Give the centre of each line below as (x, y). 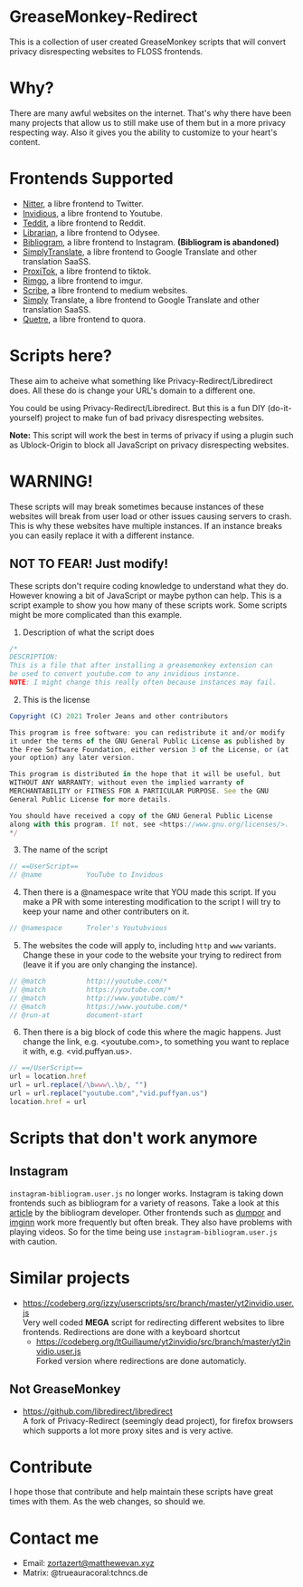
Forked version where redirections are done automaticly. (141, 1361)
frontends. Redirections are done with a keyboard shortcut (131, 1332)
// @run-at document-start (76, 1015)
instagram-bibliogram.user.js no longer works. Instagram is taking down (147, 1193)
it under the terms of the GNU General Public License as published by (147, 741)
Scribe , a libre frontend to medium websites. (105, 290)
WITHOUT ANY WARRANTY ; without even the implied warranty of (127, 783)
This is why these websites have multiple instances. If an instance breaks (146, 525)
